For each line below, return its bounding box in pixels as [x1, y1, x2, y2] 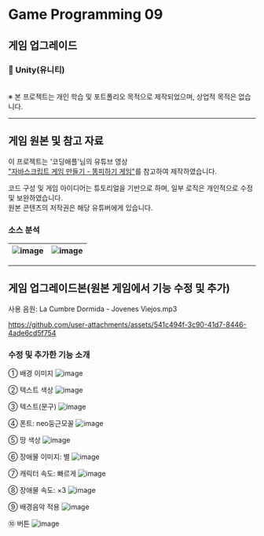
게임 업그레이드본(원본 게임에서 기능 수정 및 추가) [8, 281, 230, 296]
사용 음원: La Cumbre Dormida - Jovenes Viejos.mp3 [8, 304, 178, 314]
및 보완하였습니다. [8, 193, 64, 202]
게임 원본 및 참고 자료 [8, 134, 104, 148]
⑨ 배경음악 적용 [8, 502, 60, 512]
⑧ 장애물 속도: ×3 [8, 486, 67, 495]
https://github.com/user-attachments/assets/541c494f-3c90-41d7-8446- [8, 320, 247, 329]
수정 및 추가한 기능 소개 [8, 349, 90, 360]
